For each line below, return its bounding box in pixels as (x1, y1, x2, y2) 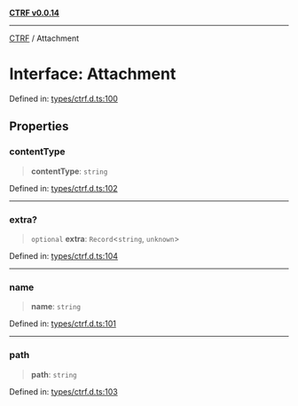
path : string (30, 369, 77, 379)
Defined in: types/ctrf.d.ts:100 (9, 93, 118, 104)
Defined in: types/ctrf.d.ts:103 (9, 386, 118, 397)
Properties (9, 119, 69, 134)
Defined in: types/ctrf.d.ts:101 (9, 318, 117, 329)
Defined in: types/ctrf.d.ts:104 (9, 250, 118, 261)
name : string (30, 301, 82, 312)
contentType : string (30, 166, 108, 176)
